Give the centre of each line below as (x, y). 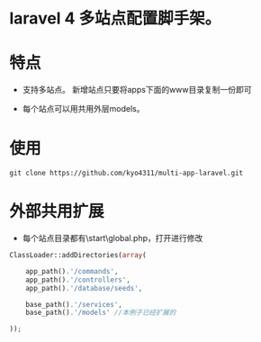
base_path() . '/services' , (74, 304)
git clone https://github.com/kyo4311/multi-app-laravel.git (126, 173)
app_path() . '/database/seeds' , (84, 288)
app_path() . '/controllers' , (78, 280)
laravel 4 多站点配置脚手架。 (115, 18)
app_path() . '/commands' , (72, 271)
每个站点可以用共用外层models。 (83, 109)
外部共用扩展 (57, 211)
